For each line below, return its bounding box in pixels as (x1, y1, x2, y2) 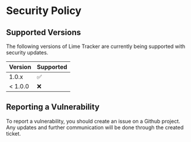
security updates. (6, 49, 49, 56)
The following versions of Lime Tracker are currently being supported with (6, 43, 186, 50)
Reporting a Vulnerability (6, 102, 100, 112)
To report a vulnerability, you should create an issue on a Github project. (6, 117, 180, 124)
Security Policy (6, 4, 82, 18)
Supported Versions (6, 27, 81, 37)
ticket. (6, 130, 22, 137)
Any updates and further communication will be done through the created (6, 124, 184, 131)
